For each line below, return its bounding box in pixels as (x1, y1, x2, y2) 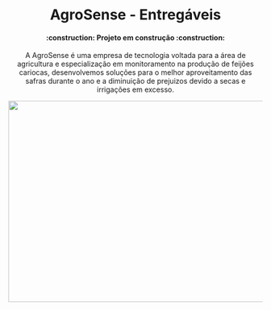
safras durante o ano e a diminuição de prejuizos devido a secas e (25, 76, 246, 86)
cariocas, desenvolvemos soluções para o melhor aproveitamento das (19, 68, 252, 77)
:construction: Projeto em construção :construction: (45, 32, 226, 42)
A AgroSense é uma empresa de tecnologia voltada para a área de (25, 51, 246, 60)
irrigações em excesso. (96, 85, 175, 94)
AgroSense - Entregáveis (49, 6, 222, 24)
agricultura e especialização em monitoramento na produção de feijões (17, 59, 254, 69)
